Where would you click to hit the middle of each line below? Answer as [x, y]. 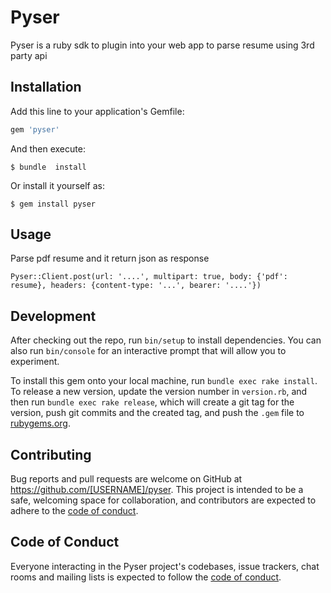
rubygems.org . [40, 423]
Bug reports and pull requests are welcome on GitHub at [126, 479]
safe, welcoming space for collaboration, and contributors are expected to [163, 500]
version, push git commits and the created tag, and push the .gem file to [157, 413]
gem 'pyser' [35, 129]
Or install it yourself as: [57, 185]
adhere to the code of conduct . [74, 511]
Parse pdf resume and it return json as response [110, 258]
